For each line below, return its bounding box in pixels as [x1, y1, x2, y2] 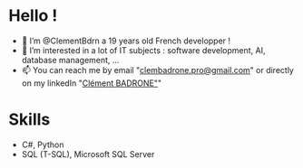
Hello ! [8, 5, 58, 26]
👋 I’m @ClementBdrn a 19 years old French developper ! [21, 35, 231, 46]
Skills [8, 109, 51, 130]
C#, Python [21, 139, 64, 150]
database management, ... [21, 54, 120, 65]
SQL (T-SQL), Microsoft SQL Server [21, 148, 155, 159]
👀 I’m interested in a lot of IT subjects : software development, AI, [21, 44, 266, 55]
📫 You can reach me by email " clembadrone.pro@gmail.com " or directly [21, 64, 294, 75]
